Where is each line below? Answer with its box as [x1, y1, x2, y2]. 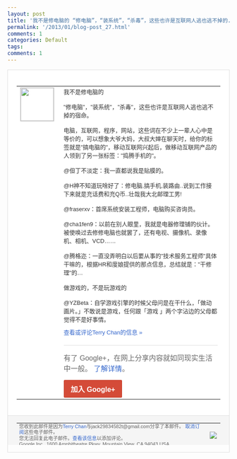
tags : [7, 43, 23, 50]
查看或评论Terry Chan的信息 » [63, 328, 142, 336]
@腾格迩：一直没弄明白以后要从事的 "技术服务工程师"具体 [63, 252, 217, 260]
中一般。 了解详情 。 [63, 364, 129, 373]
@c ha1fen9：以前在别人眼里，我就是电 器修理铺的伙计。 [63, 220, 214, 228]
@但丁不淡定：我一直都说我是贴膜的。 [63, 167, 167, 174]
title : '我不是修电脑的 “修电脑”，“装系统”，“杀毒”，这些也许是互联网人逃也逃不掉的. [7, 17, 231, 24]
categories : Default [7, 37, 68, 44]
